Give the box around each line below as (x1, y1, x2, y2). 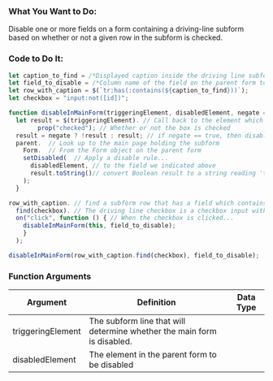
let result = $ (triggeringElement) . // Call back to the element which (15, 116, 264, 124)
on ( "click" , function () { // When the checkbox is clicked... (15, 214, 234, 223)
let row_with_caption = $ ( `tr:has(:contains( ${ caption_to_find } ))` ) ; (8, 87, 249, 95)
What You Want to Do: (8, 6, 97, 17)
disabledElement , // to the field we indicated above (29, 162, 217, 170)
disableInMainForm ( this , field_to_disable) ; (23, 222, 176, 230)
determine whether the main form (89, 326, 217, 337)
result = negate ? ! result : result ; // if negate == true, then (15, 132, 242, 140)
